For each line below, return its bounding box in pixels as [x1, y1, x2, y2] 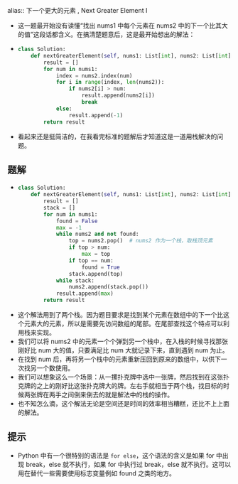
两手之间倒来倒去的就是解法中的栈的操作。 [48, 390, 174, 399]
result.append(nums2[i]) [81, 92, 155, 100]
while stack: [55, 276, 94, 284]
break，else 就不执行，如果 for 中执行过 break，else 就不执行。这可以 [26, 460, 231, 468]
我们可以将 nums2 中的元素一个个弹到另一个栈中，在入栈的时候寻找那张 [17, 337, 229, 346]
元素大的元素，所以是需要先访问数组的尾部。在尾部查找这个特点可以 [23, 319, 224, 328]
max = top [81, 251, 111, 258]
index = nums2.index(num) [55, 72, 133, 80]
